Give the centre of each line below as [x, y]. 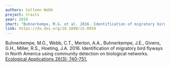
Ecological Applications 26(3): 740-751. [46, 59]
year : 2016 [17, 19]
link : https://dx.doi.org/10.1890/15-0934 [51, 29]
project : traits [22, 15]
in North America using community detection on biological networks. [77, 54]
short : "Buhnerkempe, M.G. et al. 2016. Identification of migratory [80, 24]
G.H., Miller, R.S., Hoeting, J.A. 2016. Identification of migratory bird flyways [84, 48]
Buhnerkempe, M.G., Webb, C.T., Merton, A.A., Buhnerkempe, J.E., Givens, [83, 43]
